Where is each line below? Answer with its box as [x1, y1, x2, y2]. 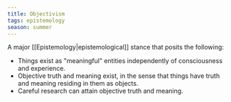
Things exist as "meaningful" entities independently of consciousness [17, 57, 222, 65]
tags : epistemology [7, 17, 65, 24]
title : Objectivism [7, 10, 65, 18]
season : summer [7, 23, 53, 30]
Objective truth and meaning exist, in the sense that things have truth [17, 72, 220, 80]
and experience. [17, 64, 66, 73]
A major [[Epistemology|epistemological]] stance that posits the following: [7, 43, 224, 52]
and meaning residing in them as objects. [17, 79, 139, 88]
